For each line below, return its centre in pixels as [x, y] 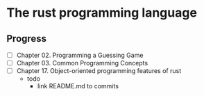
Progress [26, 39]
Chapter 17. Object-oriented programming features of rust [99, 71]
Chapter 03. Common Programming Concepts [82, 63]
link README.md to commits [78, 86]
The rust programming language [102, 13]
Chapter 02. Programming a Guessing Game [80, 55]
